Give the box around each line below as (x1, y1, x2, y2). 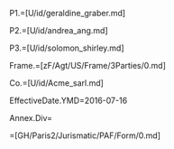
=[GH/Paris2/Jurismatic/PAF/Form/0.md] (9, 130, 160, 141)
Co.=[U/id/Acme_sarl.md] (9, 78, 104, 88)
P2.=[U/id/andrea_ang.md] (9, 25, 108, 35)
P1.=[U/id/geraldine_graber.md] (9, 8, 126, 18)
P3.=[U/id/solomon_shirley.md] (9, 42, 124, 53)
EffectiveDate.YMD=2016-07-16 (9, 95, 128, 106)
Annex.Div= (9, 113, 52, 123)
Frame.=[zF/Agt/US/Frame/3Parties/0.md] (9, 61, 167, 70)
